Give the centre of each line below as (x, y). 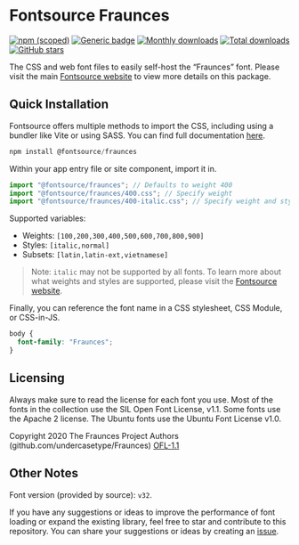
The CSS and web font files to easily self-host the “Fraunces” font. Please (145, 67)
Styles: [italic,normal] (65, 245)
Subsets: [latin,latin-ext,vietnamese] (95, 255)
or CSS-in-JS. (35, 318)
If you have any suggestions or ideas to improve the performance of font (142, 512)
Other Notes (44, 473)
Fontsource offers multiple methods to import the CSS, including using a (141, 126)
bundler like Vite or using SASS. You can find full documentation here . (137, 135)
